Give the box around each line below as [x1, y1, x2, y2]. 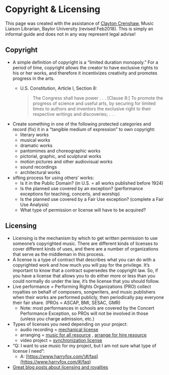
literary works [20, 132, 49, 138]
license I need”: [12, 348, 45, 354]
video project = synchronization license [20, 337, 102, 343]
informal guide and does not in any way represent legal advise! [5, 31, 136, 37]
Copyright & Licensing [5, 4, 100, 15]
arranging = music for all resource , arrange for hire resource [20, 331, 147, 338]
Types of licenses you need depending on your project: [12, 321, 128, 327]
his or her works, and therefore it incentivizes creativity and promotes [12, 70, 157, 76]
